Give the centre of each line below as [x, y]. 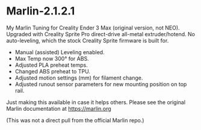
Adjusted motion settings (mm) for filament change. [79, 78]
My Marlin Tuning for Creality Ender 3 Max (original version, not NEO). [93, 28]
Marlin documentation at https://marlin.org [59, 108]
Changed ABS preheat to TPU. [52, 71]
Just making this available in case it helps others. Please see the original [96, 102]
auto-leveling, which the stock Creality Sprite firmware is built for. [88, 40]
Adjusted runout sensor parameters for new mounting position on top [101, 84]
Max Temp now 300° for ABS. [52, 58]
